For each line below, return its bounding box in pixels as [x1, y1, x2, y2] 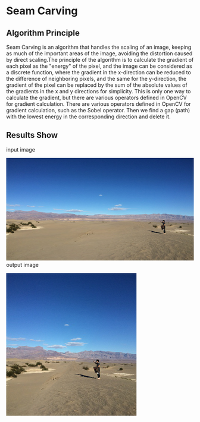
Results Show [6, 130, 58, 140]
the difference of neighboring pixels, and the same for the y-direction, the [6, 75, 187, 82]
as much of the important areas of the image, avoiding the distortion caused [6, 50, 193, 57]
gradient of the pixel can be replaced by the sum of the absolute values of [6, 81, 187, 89]
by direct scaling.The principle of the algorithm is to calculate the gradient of [6, 56, 194, 63]
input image [6, 146, 36, 153]
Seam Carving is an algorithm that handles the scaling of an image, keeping [6, 43, 192, 51]
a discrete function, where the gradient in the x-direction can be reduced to [6, 69, 192, 75]
